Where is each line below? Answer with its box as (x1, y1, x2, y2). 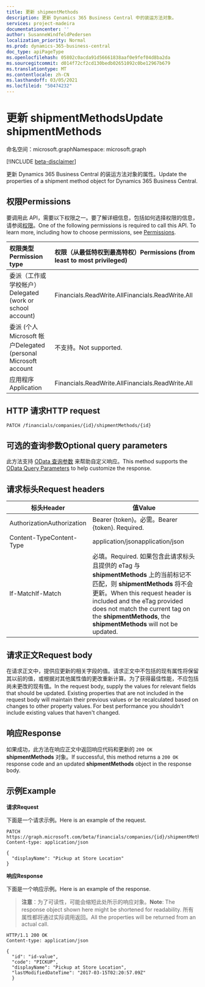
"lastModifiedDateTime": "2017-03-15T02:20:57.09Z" (12, 969, 146, 976)
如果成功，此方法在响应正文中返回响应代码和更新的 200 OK (6, 745, 153, 753)
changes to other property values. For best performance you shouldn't (6, 702, 184, 710)
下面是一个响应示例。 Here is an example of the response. (6, 885, 151, 892)
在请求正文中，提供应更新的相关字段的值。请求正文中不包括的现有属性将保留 (6, 668, 199, 674)
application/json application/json (92, 537, 184, 546)
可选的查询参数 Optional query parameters (6, 440, 168, 450)
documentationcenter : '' (6, 26, 70, 32)
